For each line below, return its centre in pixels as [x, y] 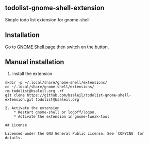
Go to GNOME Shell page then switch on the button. [57, 47]
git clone [15, 95]
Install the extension [32, 74]
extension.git [19, 100]
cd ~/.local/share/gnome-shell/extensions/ [50, 87]
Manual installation [35, 62]
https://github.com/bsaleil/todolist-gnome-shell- [79, 95]
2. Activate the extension [32, 108]
